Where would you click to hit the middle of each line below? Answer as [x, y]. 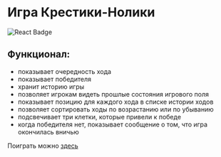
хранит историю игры [51, 87]
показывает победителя [54, 79]
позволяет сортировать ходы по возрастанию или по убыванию [115, 109]
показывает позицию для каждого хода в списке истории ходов [115, 102]
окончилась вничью [48, 131]
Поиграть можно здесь [43, 146]
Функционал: [39, 54]
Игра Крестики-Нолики [81, 12]
